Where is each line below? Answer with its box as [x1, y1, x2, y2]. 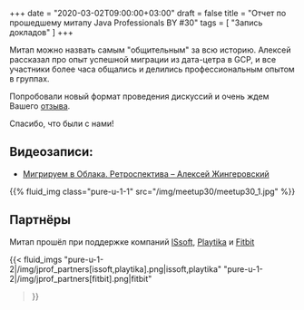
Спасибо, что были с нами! [9, 118, 114, 129]
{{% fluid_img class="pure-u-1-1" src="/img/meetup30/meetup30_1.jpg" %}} [9, 186, 296, 197]
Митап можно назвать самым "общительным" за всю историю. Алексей [9, 44, 291, 55]
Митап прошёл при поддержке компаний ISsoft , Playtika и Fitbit [9, 236, 255, 247]
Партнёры [9, 212, 71, 228]
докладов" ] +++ [9, 27, 74, 37]
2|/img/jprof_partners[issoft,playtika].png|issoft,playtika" [9, 263, 222, 275]
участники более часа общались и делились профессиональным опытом [9, 63, 295, 74]
